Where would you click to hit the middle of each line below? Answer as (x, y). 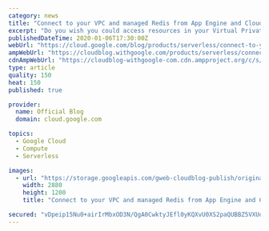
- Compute (32, 149)
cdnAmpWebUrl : (32, 61)
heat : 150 (25, 82)
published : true (35, 90)
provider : (25, 105)
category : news (34, 16)
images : (21, 170)
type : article (32, 68)
